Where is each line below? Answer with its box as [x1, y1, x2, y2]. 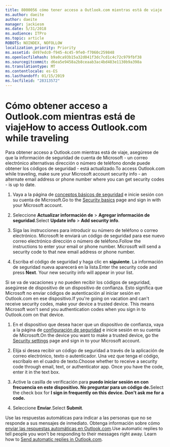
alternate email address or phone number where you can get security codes [5, 176, 164, 182]
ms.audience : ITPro [5, 31, 47, 36]
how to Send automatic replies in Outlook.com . [5, 436, 103, 442]
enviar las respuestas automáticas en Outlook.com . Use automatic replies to [5, 425, 163, 431]
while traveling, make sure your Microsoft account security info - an [5, 170, 147, 177]
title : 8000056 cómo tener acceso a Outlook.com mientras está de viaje [5, 7, 162, 13]
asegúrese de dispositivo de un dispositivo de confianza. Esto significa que [5, 285, 163, 291]
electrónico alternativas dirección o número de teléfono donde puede [5, 160, 151, 166]
